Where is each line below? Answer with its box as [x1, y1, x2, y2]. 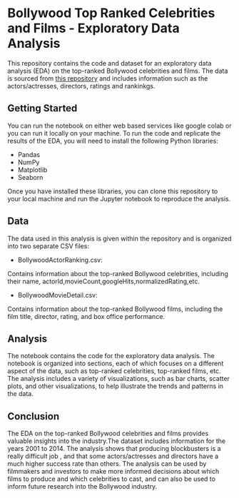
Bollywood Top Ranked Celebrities [7, 5, 215, 21]
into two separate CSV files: [7, 241, 89, 250]
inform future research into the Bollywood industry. [7, 482, 158, 491]
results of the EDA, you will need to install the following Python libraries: [7, 136, 219, 145]
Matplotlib [17, 166, 48, 174]
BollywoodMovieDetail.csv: [17, 290, 98, 299]
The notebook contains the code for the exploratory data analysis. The [7, 352, 215, 360]
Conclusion [7, 410, 60, 422]
